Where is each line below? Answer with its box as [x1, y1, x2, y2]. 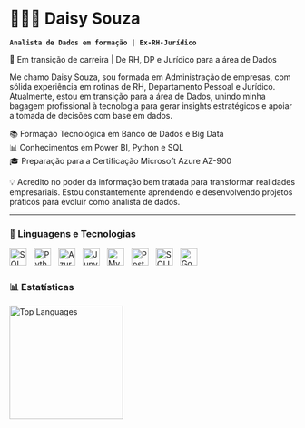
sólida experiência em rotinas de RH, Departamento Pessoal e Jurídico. [9, 81, 276, 92]
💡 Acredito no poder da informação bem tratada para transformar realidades [9, 176, 296, 187]
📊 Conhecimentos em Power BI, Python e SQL [9, 141, 184, 152]
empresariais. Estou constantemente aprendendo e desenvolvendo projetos [9, 186, 293, 198]
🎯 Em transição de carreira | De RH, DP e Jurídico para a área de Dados [9, 53, 277, 64]
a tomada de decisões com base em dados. [9, 110, 173, 121]
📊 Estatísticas [9, 281, 74, 294]
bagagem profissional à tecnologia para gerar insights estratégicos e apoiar [9, 100, 293, 112]
